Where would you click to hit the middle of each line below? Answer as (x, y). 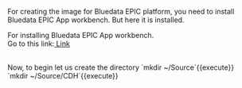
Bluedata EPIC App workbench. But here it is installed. (96, 20)
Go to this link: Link (39, 44)
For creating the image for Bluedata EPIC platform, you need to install (121, 11)
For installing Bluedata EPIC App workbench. (81, 35)
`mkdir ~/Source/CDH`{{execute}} (63, 76)
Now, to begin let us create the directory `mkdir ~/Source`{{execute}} (121, 67)
